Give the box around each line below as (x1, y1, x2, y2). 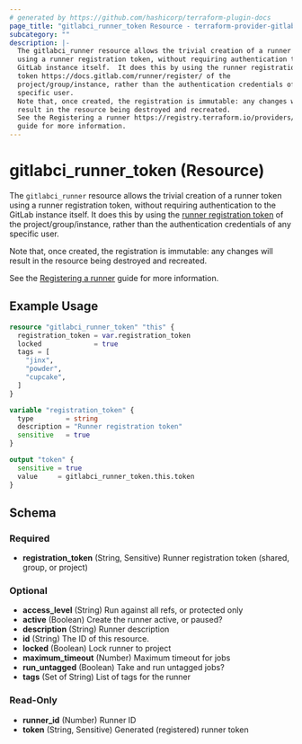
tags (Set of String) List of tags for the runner (22, 671, 191, 683)
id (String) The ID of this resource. (22, 633, 150, 644)
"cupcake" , (25, 373, 67, 382)
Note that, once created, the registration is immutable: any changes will (9, 245, 274, 256)
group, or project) (22, 562, 88, 573)
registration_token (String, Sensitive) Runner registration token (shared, (22, 553, 290, 563)
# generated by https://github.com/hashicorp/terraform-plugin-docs (9, 13, 271, 22)
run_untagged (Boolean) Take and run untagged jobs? (22, 662, 225, 673)
